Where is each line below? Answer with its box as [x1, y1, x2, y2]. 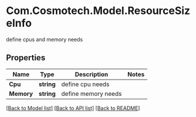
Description [75, 70, 108, 78]
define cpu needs [61, 80, 110, 88]
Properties [6, 53, 46, 63]
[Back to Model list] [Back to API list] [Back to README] [6, 104, 140, 112]
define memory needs [61, 90, 122, 98]
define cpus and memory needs [6, 36, 83, 43]
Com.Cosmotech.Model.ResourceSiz [6, 4, 191, 18]
